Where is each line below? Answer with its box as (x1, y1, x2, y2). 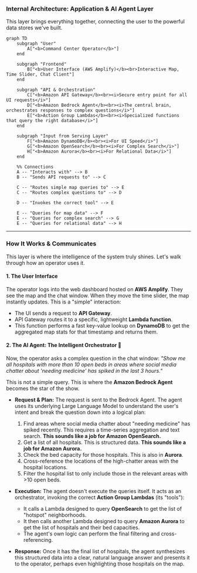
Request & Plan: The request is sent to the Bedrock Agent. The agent (14, 396, 182, 403)
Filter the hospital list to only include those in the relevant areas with (23, 470, 188, 477)
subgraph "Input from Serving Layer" (16, 133, 109, 139)
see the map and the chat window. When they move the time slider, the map (6, 292, 189, 299)
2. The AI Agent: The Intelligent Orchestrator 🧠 (6, 342, 122, 349)
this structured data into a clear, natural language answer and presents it (14, 554, 190, 561)
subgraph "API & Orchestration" (16, 87, 96, 93)
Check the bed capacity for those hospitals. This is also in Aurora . (23, 451, 184, 458)
